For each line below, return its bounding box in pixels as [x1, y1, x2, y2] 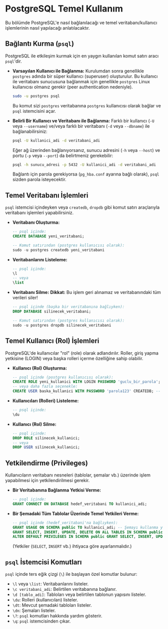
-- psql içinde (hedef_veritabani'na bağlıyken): [12, 520, 118, 525]
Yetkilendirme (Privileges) [5, 458, 88, 467]
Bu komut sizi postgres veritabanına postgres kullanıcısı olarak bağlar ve [12, 102, 161, 108]
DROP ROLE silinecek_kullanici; [12, 435, 80, 440]
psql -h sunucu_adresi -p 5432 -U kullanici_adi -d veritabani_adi [12, 162, 156, 167]
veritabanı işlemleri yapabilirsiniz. [5, 210, 74, 216]
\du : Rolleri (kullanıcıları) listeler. [12, 597, 78, 603]
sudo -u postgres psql [12, 93, 60, 98]
